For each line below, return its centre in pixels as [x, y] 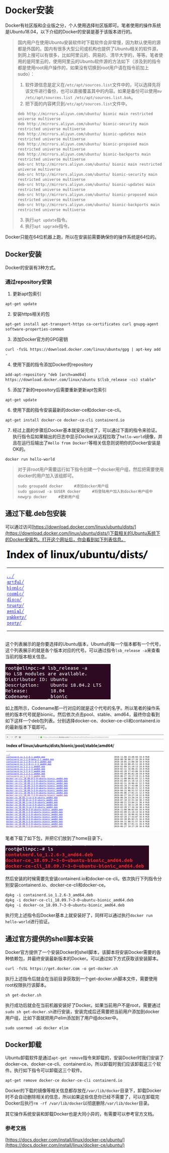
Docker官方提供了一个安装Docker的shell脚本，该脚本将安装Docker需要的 [81, 952]
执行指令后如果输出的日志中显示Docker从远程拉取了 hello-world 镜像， [85, 437]
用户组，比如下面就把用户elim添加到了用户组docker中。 [63, 1018]
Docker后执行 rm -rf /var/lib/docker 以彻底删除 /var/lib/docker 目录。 [79, 1103]
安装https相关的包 [31, 314]
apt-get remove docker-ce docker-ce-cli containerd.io [64, 1081]
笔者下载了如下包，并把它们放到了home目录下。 [55, 838]
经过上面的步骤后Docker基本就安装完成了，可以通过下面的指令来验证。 [86, 430]
